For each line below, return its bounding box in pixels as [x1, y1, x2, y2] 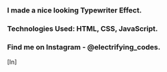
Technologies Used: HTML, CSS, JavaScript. [7, 23, 158, 33]
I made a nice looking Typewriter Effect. [7, 5, 142, 15]
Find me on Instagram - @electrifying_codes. [7, 42, 161, 51]
